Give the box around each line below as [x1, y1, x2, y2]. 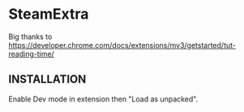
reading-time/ [8, 49, 54, 58]
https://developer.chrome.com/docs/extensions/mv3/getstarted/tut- [8, 40, 237, 50]
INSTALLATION [8, 72, 87, 86]
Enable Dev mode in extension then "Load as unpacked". [8, 94, 199, 104]
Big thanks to [8, 32, 53, 41]
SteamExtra [8, 5, 89, 24]
